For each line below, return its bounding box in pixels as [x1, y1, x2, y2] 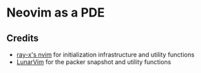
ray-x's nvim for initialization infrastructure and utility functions [16, 50, 195, 59]
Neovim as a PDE [6, 5, 105, 21]
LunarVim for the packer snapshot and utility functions [16, 58, 171, 66]
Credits [6, 32, 39, 44]
